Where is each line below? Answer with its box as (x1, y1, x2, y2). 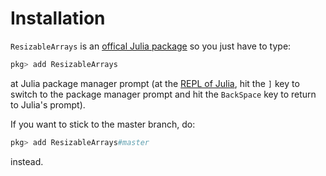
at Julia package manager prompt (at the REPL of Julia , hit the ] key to (10, 77, 300, 89)
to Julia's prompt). (10, 98, 86, 111)
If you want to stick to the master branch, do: (10, 118, 196, 130)
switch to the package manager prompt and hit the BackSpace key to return (10, 88, 317, 100)
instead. (10, 155, 44, 167)
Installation (10, 7, 106, 30)
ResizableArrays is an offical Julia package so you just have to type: (10, 40, 292, 52)
